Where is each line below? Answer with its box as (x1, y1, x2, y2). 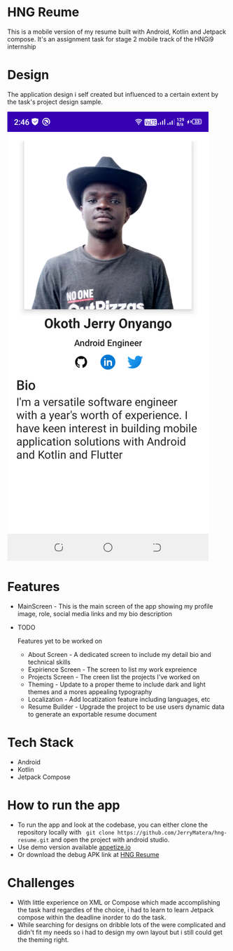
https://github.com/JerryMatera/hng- (117, 829, 227, 836)
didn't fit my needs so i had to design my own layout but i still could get (17, 928, 223, 936)
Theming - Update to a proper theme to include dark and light (27, 680, 206, 689)
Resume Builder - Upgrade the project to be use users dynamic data (27, 703, 225, 711)
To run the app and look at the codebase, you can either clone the (17, 820, 209, 829)
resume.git (17, 837, 50, 844)
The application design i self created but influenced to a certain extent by (7, 90, 219, 98)
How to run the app (7, 797, 120, 813)
